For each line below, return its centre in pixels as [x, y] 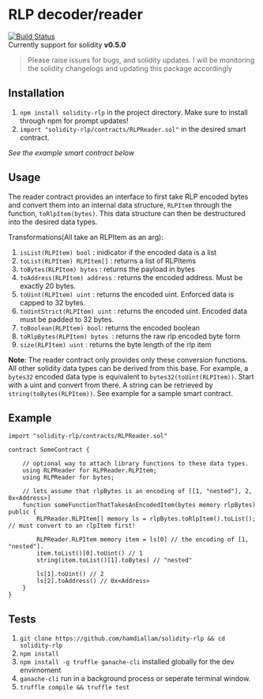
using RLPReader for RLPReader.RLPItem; [90, 471]
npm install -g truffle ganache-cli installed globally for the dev [127, 662]
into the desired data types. [53, 222]
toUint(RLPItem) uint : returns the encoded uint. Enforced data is [127, 294]
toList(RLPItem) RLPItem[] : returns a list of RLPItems [107, 260]
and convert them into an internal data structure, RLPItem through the [120, 205]
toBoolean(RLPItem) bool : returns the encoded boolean [109, 327]
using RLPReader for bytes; [68, 478]
